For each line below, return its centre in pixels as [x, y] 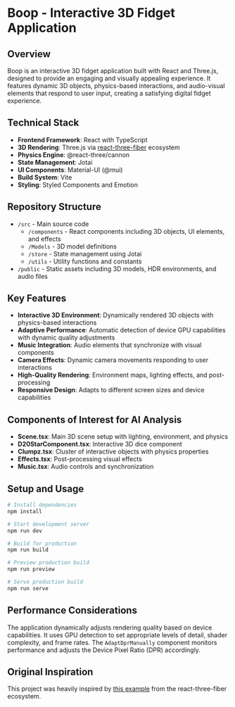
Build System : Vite [45, 177]
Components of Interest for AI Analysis [95, 419]
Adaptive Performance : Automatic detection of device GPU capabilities [122, 330]
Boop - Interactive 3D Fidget [91, 13]
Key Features [37, 298]
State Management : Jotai [55, 162]
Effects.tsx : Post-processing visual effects [80, 459]
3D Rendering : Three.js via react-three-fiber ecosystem [99, 147]
